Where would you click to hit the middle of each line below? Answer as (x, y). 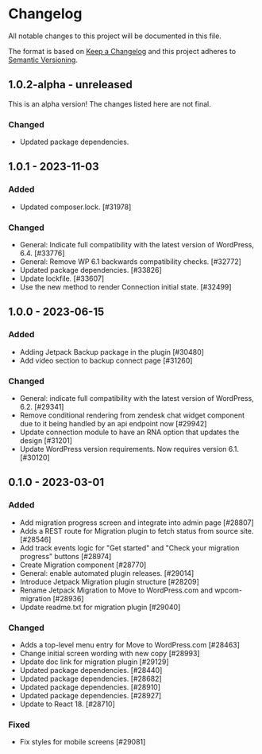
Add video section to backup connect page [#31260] (106, 360)
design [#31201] (46, 441)
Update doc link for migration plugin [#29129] (94, 662)
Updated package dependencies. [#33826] (91, 270)
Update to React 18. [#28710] (67, 704)
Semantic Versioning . (43, 60)
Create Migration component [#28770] (83, 565)
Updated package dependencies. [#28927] (91, 696)
